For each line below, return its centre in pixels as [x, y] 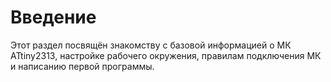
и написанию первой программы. [82, 66]
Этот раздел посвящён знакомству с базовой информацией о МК [151, 45]
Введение [53, 17]
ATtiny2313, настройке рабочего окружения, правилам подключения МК [166, 55]
